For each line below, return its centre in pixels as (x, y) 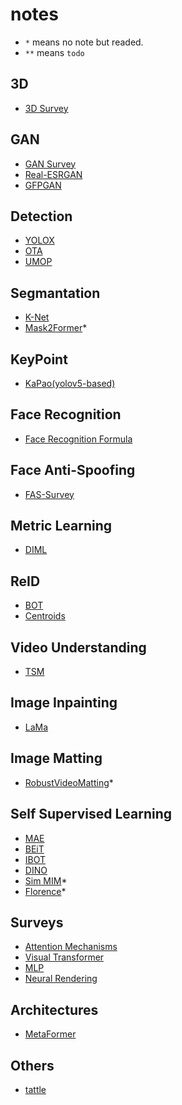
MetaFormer (50, 1034)
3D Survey (46, 108)
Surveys (37, 922)
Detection (41, 216)
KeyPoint (39, 359)
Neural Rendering (61, 979)
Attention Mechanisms (71, 947)
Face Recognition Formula (78, 439)
